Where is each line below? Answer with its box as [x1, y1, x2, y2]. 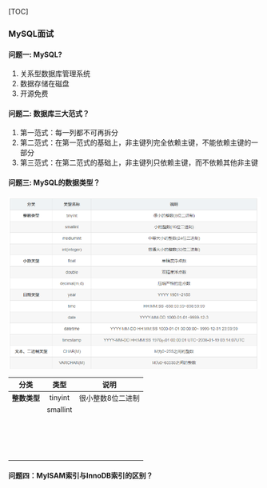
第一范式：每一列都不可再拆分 [19, 128, 118, 138]
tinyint [49, 393, 70, 402]
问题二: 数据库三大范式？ [8, 108, 90, 118]
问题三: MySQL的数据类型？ [8, 178, 101, 187]
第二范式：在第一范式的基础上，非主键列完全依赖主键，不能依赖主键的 [19, 138, 252, 147]
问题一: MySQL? [8, 50, 62, 59]
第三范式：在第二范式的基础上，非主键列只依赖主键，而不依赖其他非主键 [19, 158, 258, 167]
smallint [46, 404, 73, 414]
